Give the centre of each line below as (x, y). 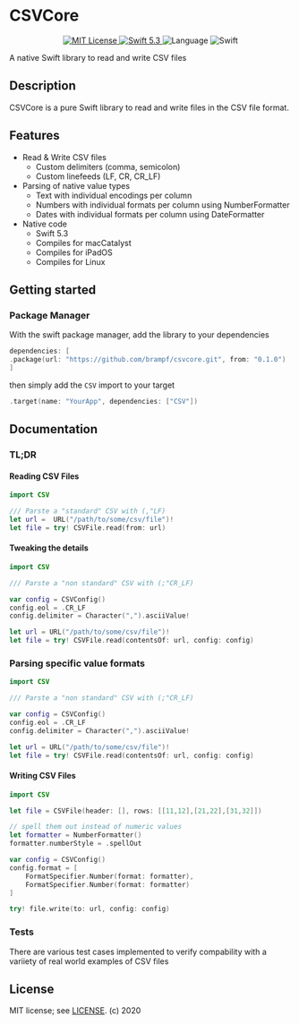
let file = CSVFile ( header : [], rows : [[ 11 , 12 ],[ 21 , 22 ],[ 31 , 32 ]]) (136, 811)
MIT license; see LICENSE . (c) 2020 (75, 1011)
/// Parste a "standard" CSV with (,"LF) (88, 511)
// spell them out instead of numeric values (95, 827)
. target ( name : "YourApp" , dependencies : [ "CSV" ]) (104, 401)
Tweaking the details (49, 548)
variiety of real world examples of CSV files (89, 961)
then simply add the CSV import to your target (92, 385)
